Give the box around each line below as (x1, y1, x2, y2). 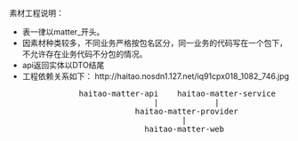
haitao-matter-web (143, 124, 225, 134)
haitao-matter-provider (134, 106, 238, 116)
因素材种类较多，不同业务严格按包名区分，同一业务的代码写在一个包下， (21, 38, 287, 48)
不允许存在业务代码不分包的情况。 (21, 49, 148, 59)
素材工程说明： (9, 8, 64, 18)
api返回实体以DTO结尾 (21, 60, 105, 70)
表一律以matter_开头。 (21, 27, 105, 37)
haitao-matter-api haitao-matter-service (78, 89, 276, 98)
